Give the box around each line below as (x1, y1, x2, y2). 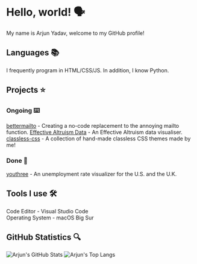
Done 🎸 (6, 157, 28, 165)
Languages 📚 (6, 48, 60, 58)
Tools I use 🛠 (6, 189, 57, 199)
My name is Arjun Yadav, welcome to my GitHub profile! (6, 29, 145, 37)
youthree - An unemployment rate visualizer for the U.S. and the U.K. (6, 170, 177, 177)
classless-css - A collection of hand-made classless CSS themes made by (6, 135, 191, 142)
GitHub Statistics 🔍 (6, 232, 81, 242)
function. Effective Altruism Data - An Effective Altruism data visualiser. (6, 128, 183, 136)
